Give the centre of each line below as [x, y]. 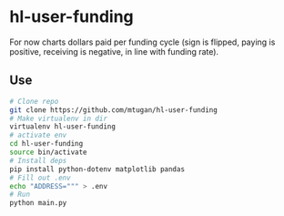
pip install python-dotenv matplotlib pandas [97, 169]
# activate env [38, 135]
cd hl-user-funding [46, 144]
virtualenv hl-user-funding [63, 127]
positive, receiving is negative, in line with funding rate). [114, 51]
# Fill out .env [40, 178]
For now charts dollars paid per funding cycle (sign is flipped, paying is [142, 42]
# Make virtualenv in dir [58, 118]
